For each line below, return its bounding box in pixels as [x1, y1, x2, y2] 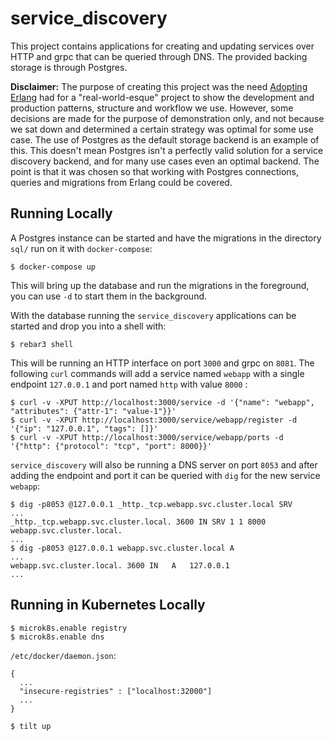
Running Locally [10, 205, 113, 222]
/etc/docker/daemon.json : [10, 649, 117, 661]
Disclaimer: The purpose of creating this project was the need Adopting [10, 80, 308, 92]
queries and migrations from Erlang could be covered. [10, 176, 233, 188]
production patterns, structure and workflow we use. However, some [10, 102, 294, 114]
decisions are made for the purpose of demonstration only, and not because [10, 112, 325, 124]
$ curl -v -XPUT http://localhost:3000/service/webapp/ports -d [10, 432, 284, 442]
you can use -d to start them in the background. [10, 290, 208, 302]
